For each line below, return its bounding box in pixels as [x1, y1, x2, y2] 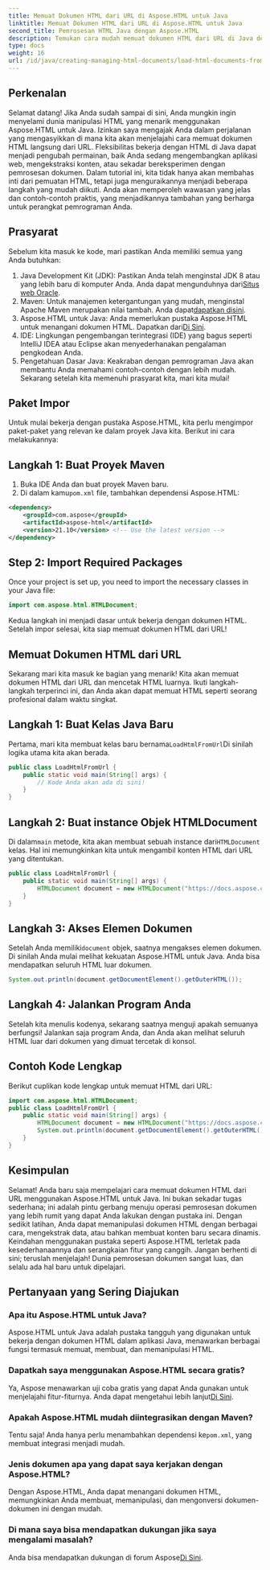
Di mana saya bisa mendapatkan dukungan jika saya [8, 1524, 217, 1535]
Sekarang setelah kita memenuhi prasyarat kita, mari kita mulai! [19, 373, 231, 383]
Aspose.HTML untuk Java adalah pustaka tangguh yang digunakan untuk [8, 1328, 252, 1338]
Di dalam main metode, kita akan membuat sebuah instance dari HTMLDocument [8, 837, 260, 846]
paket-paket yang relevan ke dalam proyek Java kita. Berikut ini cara [8, 426, 235, 436]
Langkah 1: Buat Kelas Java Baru [8, 717, 174, 732]
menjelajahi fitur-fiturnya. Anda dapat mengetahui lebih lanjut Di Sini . [8, 1391, 235, 1401]
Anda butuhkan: [8, 255, 62, 265]
